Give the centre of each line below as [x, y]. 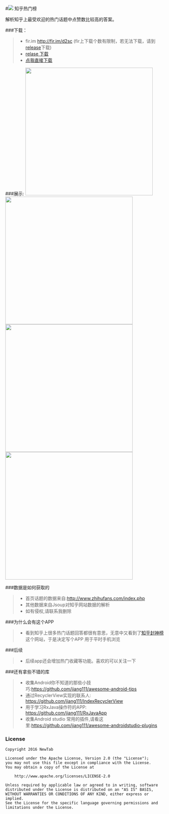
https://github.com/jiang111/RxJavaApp [66, 713]
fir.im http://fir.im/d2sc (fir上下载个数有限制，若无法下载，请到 [90, 41]
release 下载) [38, 47]
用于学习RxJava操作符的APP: [56, 707]
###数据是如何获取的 [27, 588]
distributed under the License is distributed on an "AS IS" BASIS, [79, 790]
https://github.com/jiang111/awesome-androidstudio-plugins [94, 725]
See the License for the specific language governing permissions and [82, 803]
